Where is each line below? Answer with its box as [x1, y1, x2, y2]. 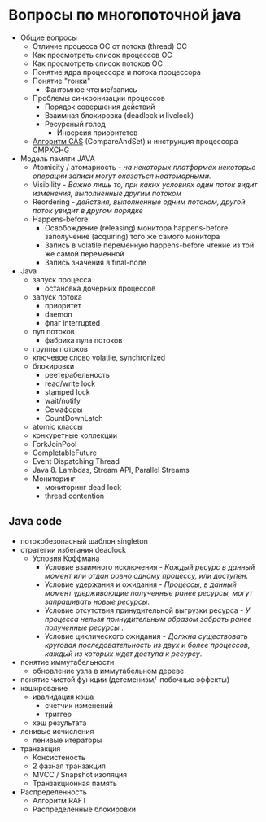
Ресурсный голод [44, 119, 106, 129]
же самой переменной [44, 248, 124, 258]
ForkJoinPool [32, 439, 77, 448]
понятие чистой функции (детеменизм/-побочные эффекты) [20, 674, 230, 684]
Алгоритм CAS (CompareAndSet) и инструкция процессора [32, 136, 238, 146]
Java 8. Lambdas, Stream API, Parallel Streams [32, 465, 190, 474]
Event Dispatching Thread [32, 456, 120, 466]
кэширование [20, 683, 68, 693]
